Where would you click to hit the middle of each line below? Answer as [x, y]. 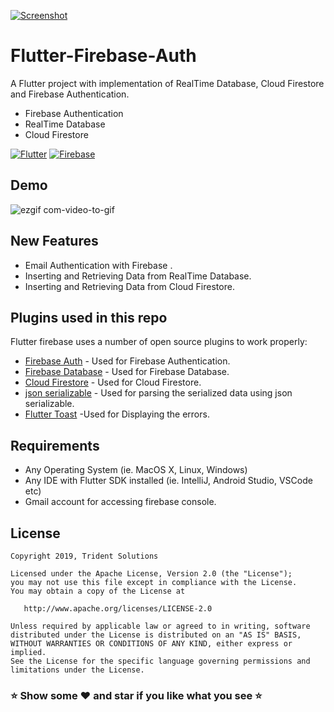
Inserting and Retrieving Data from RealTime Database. [138, 276]
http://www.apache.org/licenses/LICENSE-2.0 [118, 609]
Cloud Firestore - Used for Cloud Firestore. [113, 382]
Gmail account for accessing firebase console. [120, 502]
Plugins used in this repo [89, 317]
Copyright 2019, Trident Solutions [84, 556]
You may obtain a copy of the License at [98, 591]
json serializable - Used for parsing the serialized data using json [158, 393]
